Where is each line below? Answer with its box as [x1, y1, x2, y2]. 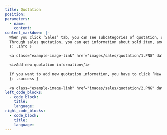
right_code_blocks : [5, 108, 46, 114]
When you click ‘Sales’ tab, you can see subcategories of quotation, [9, 35, 159, 40]
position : [5, 12, 26, 17]
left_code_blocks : [5, 90, 43, 95]
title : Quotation [5, 7, 41, 12]
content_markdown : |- [5, 30, 50, 35]
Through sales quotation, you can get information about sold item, [9, 40, 155, 45]
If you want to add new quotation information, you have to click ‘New [9, 72, 162, 77]
